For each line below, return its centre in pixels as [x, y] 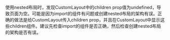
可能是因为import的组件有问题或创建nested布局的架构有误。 [95, 13]
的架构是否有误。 [23, 32]
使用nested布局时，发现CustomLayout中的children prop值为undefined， [81, 7]
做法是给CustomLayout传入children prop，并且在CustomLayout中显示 [87, 20]
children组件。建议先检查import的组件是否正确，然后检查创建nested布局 [85, 26]
